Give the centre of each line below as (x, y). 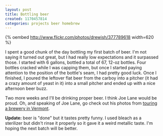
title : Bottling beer (27, 14)
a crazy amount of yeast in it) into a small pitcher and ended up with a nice (80, 83)
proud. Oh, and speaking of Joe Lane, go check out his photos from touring (81, 103)
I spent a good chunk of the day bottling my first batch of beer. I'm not (76, 52)
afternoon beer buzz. (26, 88)
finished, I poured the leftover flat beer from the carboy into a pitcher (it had (81, 78)
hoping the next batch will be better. (41, 129)
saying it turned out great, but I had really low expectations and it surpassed (82, 57)
